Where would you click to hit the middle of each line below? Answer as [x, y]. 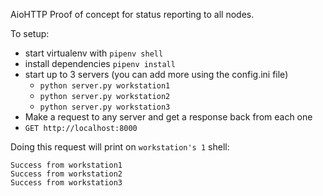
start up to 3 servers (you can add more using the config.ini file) [156, 74]
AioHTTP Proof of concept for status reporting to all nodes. [132, 14]
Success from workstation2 [66, 174]
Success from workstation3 [66, 183]
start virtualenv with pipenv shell [94, 53]
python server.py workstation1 [105, 86]
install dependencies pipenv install [100, 63]
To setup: [30, 33]
